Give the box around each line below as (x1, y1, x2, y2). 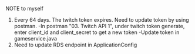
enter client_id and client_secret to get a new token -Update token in (14, 29, 180, 36)
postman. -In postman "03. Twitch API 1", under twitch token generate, (14, 23, 185, 29)
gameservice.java (14, 35, 57, 42)
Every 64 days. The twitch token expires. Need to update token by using (14, 16, 189, 23)
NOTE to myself (5, 5, 44, 12)
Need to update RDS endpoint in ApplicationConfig (14, 41, 137, 48)
